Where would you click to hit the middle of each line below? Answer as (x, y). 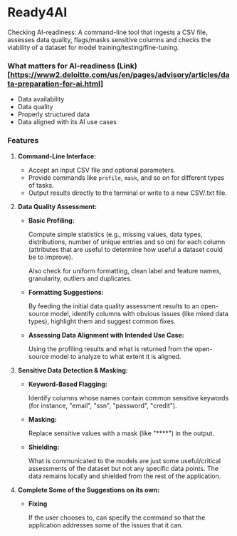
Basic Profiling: (51, 220)
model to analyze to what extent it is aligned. (116, 356)
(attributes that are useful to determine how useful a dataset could (125, 249)
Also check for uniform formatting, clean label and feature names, (125, 270)
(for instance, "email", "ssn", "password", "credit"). (102, 405)
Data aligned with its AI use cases (67, 122)
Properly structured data (54, 114)
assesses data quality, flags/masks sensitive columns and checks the (109, 39)
